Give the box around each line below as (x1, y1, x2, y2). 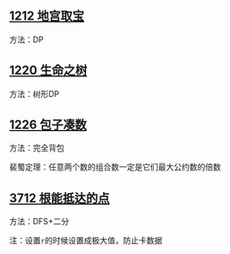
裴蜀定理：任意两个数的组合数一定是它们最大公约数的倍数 (9, 162, 221, 172)
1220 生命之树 (9, 63, 88, 78)
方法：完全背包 (9, 143, 64, 153)
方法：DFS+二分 (9, 216, 70, 227)
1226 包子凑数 (9, 118, 88, 133)
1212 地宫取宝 (9, 8, 85, 24)
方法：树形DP (9, 88, 60, 99)
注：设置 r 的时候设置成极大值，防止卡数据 (9, 235, 163, 246)
